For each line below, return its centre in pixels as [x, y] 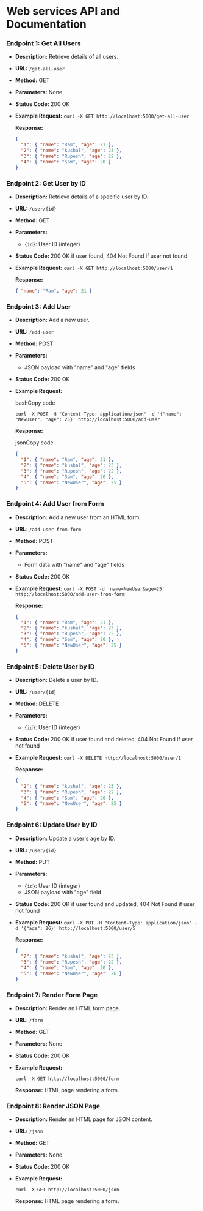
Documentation [47, 24]
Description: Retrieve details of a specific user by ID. [82, 197]
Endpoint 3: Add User [39, 306]
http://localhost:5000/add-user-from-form [70, 594]
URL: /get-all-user [40, 69]
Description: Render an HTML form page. [68, 1008]
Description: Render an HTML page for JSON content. [84, 1119]
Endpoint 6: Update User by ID [52, 825]
